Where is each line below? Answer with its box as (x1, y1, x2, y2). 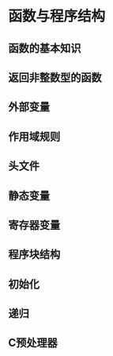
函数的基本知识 (8, 41, 81, 55)
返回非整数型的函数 (8, 71, 102, 84)
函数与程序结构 (8, 7, 106, 25)
